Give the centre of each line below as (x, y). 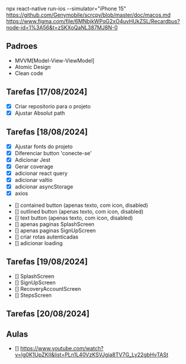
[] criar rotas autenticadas (46, 237)
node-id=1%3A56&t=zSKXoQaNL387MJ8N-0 (62, 27)
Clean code (29, 73)
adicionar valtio (34, 180)
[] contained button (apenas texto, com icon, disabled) (81, 205)
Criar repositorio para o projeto (53, 106)
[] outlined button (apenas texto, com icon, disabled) (79, 212)
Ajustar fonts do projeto (44, 146)
